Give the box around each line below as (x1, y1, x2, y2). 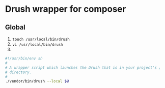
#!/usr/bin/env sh (5, 56, 43, 61)
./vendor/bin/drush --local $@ (5, 79, 69, 84)
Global (5, 23, 26, 31)
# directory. (5, 70, 32, 75)
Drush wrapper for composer (5, 3, 126, 15)
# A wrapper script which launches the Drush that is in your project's (5, 65, 157, 70)
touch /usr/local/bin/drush (12, 37, 70, 42)
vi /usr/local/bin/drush (12, 42, 63, 47)
